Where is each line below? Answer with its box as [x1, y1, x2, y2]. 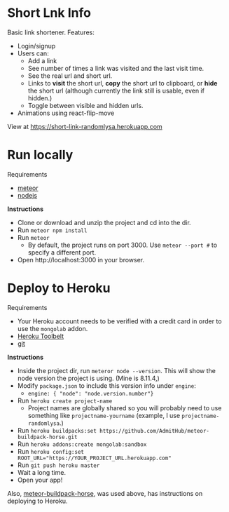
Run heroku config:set [17, 447, 84, 455]
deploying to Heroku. [7, 497, 68, 505]
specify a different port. [27, 248, 97, 257]
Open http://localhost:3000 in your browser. [17, 255, 145, 264]
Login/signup [17, 41, 56, 50]
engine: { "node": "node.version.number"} [27, 390, 154, 397]
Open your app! [17, 476, 63, 484]
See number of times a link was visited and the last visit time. [27, 64, 204, 72]
